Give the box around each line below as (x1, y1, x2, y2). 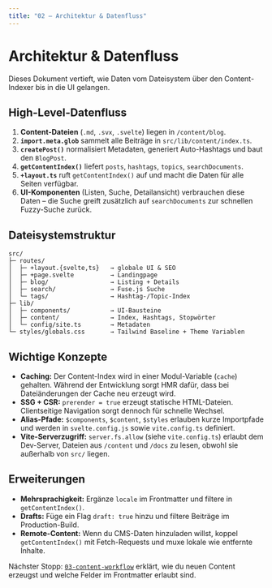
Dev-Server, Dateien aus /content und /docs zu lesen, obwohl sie (19, 440, 239, 450)
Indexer (8, 82, 34, 92)
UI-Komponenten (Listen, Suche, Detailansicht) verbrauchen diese (19, 187, 245, 197)
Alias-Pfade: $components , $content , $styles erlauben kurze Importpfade (19, 414, 264, 424)
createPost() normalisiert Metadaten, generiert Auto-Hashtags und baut (19, 144, 263, 154)
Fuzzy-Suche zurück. (19, 204, 92, 215)
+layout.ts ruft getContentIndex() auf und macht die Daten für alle (19, 170, 244, 180)
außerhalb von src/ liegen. (19, 449, 110, 458)
